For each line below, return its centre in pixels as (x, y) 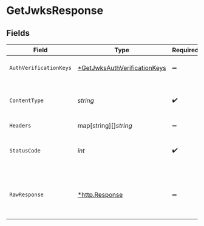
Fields (18, 33)
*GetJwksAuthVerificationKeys (122, 68)
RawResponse (27, 195)
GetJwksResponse (55, 11)
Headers (20, 125)
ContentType (27, 101)
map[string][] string (105, 125)
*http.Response (100, 195)
